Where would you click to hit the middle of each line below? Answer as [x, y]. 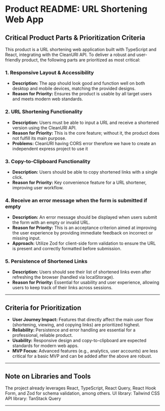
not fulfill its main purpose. [39, 138]
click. [18, 177]
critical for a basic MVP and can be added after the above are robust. [82, 356]
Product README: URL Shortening [76, 9]
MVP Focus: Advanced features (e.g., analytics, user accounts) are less [85, 351]
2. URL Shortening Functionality [44, 112]
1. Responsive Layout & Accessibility [50, 72]
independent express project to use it [50, 148]
